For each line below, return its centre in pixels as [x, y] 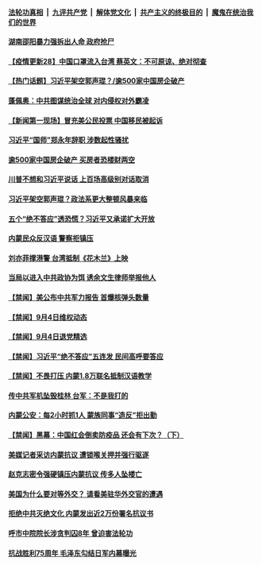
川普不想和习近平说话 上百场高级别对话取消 [79, 180]
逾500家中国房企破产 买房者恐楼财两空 [71, 160]
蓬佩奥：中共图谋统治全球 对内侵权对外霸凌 [79, 100]
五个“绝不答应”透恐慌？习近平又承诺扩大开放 [82, 219]
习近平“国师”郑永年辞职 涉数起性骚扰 [69, 140]
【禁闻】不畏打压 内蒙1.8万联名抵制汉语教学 [80, 376]
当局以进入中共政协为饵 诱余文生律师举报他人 [82, 277]
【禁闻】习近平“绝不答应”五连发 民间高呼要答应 [86, 356]
